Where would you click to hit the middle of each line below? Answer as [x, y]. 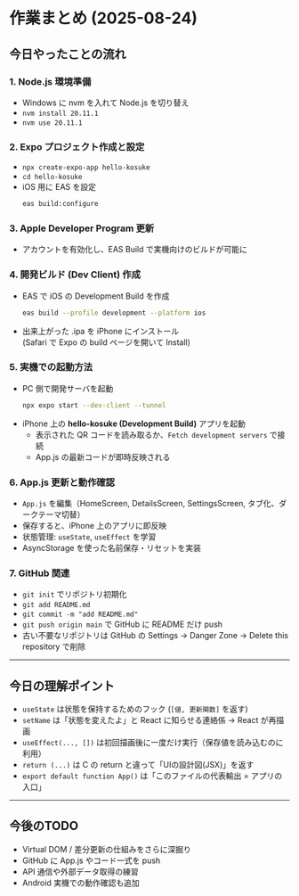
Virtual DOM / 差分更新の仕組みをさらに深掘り [106, 849]
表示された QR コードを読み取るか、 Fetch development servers [151, 434]
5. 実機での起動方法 [51, 367]
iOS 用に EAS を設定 [59, 187]
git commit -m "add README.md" [80, 615]
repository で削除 [54, 646]
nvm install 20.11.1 [60, 113]
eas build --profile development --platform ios [114, 313]
